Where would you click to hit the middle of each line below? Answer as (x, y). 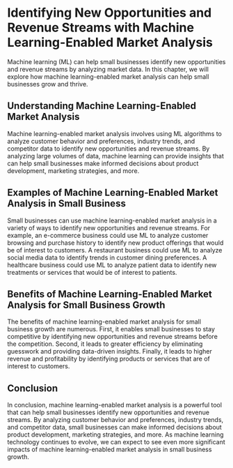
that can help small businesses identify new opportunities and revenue (109, 412)
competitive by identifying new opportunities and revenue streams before (112, 337)
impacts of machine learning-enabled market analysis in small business (110, 450)
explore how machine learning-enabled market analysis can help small (108, 76)
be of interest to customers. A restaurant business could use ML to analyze (115, 250)
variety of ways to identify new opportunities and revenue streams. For (109, 227)
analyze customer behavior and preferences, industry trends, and (101, 141)
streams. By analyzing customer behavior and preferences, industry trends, (115, 420)
